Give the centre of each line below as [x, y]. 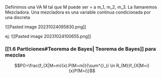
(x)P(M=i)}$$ [82, 71]
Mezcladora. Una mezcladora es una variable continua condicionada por [78, 12]
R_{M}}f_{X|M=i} [133, 66]
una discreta [18, 17]
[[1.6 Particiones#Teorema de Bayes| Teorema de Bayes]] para [81, 49]
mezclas [15, 55]
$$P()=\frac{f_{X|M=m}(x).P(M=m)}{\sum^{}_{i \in [65, 66]
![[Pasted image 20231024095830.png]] [46, 27]
